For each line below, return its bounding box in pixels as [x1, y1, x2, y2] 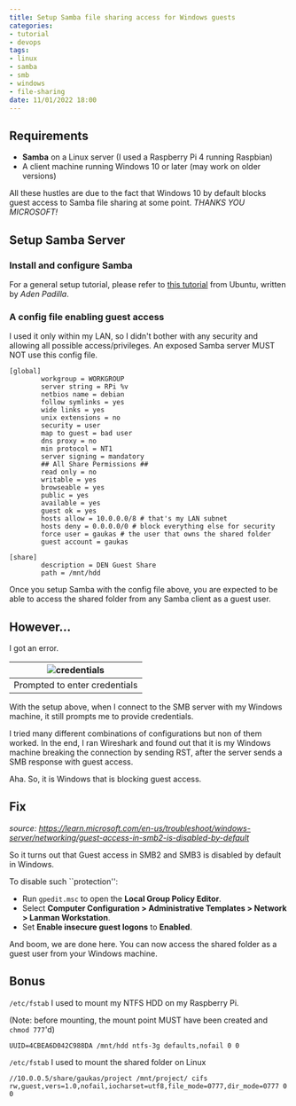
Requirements [9, 128, 89, 143]
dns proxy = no [41, 436, 97, 446]
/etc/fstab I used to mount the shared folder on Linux [9, 1056, 206, 1067]
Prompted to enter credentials [13, 679, 138, 691]
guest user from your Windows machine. [9, 948, 158, 959]
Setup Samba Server [9, 232, 126, 247]
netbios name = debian [41, 390, 125, 399]
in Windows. [9, 859, 55, 869]
